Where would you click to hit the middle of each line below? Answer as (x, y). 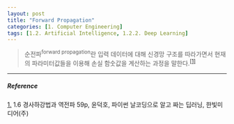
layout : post (26, 14)
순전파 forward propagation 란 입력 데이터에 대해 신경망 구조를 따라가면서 (119, 53)
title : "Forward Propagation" (51, 20)
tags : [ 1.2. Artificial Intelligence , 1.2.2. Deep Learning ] (98, 33)
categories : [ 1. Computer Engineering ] (65, 26)
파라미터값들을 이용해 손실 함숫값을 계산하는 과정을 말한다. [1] (114, 62)
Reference (23, 86)
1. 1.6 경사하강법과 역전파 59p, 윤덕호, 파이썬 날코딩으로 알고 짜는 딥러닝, (106, 104)
